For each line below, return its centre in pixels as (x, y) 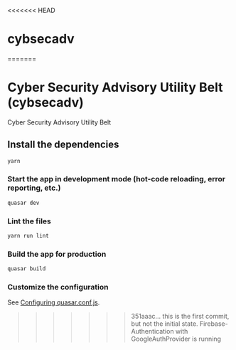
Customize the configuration (58, 287)
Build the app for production (57, 254)
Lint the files (29, 221)
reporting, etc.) (34, 188)
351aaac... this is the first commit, (180, 317)
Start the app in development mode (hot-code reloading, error (117, 179)
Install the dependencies (63, 145)
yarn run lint (28, 236)
